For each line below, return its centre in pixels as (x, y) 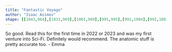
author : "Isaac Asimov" (31, 15)
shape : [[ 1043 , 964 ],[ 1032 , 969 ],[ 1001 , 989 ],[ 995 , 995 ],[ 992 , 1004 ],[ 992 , (82, 19)
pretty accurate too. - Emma (35, 44)
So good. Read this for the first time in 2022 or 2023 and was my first (79, 34)
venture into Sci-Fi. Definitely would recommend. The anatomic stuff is (80, 39)
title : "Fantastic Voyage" (34, 10)
